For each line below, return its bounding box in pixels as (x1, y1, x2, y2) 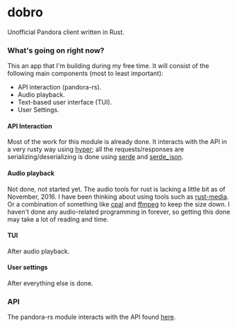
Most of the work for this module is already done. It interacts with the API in (7, 138, 228, 146)
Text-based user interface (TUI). (17, 98, 112, 106)
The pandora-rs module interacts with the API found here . (7, 313, 176, 322)
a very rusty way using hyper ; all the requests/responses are (7, 145, 185, 153)
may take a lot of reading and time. (7, 214, 109, 224)
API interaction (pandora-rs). (17, 83, 102, 92)
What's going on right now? (7, 45, 105, 55)
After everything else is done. (7, 279, 93, 288)
